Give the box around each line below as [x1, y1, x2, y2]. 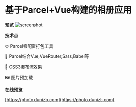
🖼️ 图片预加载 [5, 74, 33, 80]
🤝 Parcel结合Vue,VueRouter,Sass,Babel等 [5, 53, 90, 59]
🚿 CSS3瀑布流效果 [5, 64, 42, 70]
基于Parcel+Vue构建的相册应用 [5, 4, 132, 16]
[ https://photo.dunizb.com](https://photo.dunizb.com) [5, 96, 115, 102]
